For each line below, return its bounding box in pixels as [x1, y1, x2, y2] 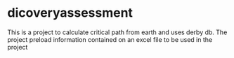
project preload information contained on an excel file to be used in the [7, 35, 213, 43]
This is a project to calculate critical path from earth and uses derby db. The [7, 28, 228, 36]
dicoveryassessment [7, 5, 134, 21]
